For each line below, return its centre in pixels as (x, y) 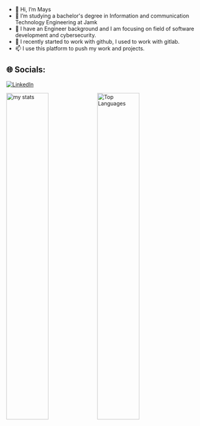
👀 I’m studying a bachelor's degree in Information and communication (102, 16)
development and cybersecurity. (55, 35)
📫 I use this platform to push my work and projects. (80, 48)
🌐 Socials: (26, 70)
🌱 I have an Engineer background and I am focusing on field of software (105, 29)
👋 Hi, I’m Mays (33, 9)
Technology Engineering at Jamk (56, 22)
